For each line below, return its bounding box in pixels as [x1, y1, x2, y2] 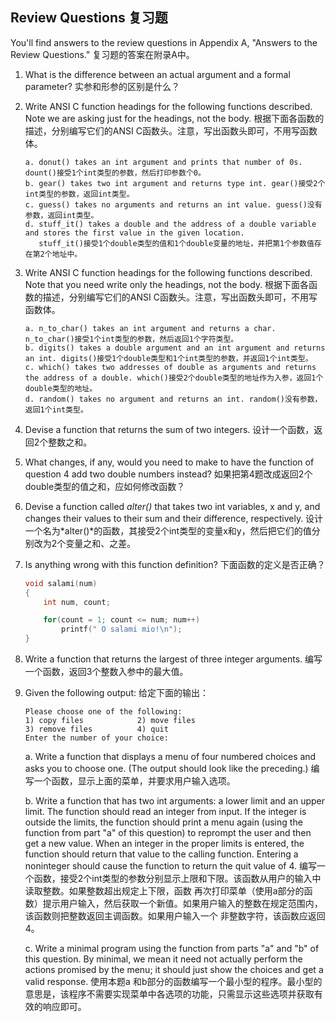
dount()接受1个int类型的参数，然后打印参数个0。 [24, 168, 206, 178]
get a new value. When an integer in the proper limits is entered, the [24, 838, 305, 850]
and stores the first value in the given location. [24, 228, 245, 238]
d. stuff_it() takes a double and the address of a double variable [24, 219, 317, 229]
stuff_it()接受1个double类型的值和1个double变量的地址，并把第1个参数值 [38, 238, 315, 248]
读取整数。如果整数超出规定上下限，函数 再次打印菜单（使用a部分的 [24, 885, 305, 897]
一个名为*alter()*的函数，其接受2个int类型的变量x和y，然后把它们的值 [24, 524, 312, 537]
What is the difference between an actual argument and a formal [24, 68, 291, 80]
